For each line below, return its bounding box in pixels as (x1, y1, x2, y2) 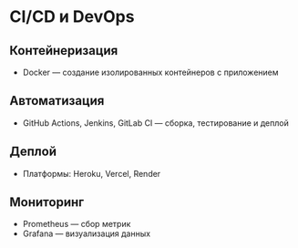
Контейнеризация (9, 43, 118, 58)
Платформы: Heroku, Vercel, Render (22, 168, 161, 179)
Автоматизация (9, 93, 105, 108)
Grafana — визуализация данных (22, 228, 151, 239)
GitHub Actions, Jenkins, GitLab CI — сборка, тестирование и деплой (22, 117, 289, 129)
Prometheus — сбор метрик (22, 219, 131, 230)
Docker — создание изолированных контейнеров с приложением (22, 67, 280, 77)
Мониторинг (9, 194, 85, 211)
